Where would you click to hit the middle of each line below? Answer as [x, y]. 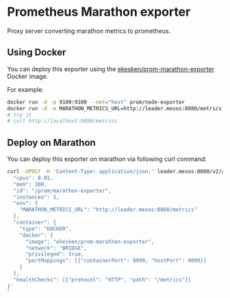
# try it [20, 115]
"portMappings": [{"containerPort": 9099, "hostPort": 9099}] [116, 261]
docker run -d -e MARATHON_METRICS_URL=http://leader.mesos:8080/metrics [115, 108]
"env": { [26, 203]
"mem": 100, [30, 184]
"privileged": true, [54, 254]
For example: [26, 89]
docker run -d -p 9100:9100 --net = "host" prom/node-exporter [96, 102]
